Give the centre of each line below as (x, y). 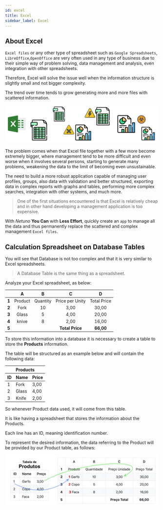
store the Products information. (37, 344)
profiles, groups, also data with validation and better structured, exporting (79, 182)
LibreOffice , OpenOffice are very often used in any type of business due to (80, 58)
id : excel (15, 10)
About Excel (24, 41)
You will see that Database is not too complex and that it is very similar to (79, 259)
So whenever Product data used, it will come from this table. (66, 409)
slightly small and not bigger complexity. (46, 83)
